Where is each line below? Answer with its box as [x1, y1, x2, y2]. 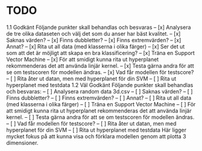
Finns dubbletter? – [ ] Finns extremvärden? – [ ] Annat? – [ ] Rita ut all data [6, 94, 192, 101]
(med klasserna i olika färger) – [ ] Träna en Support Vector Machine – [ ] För [6, 100, 196, 108]
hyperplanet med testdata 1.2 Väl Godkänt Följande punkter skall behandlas [6, 81, 194, 88]
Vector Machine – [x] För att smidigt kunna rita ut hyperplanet [6, 56, 159, 63]
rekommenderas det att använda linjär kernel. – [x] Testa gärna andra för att [6, 62, 194, 69]
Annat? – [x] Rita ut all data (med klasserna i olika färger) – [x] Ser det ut [6, 43, 185, 50]
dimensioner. [6, 139, 39, 146]
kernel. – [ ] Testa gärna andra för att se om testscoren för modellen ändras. [6, 113, 195, 121]
